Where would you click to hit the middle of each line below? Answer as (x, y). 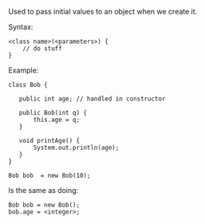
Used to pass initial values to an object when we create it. (103, 12)
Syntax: (21, 27)
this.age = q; (57, 120)
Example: (24, 70)
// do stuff (42, 49)
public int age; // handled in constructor (92, 99)
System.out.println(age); (76, 147)
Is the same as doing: (43, 190)
